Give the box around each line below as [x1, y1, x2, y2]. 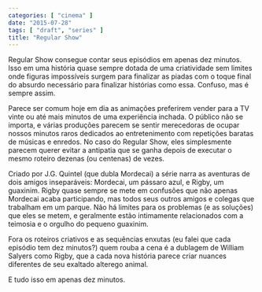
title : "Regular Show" [8, 33, 83, 42]
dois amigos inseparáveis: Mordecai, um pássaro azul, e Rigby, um [8, 178, 224, 187]
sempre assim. [8, 88, 56, 98]
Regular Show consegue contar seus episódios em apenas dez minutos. [8, 55, 242, 65]
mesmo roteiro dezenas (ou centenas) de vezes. [8, 154, 165, 164]
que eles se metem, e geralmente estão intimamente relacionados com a [8, 211, 244, 220]
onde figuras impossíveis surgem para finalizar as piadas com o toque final [8, 72, 252, 81]
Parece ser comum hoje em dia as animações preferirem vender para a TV [8, 104, 250, 113]
